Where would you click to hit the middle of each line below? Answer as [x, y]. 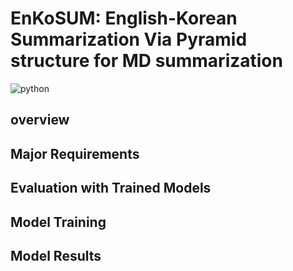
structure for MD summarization [146, 61]
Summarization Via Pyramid [129, 39]
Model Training [58, 222]
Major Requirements [75, 153]
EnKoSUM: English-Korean [124, 18]
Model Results [56, 255]
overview [40, 120]
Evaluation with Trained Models [111, 188]
